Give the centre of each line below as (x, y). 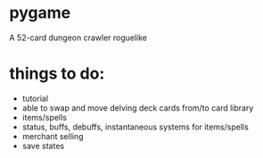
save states (43, 146)
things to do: (57, 74)
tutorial (35, 98)
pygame (40, 13)
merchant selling (53, 136)
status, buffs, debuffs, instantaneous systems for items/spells (136, 127)
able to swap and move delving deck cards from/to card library (138, 108)
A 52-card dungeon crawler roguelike (78, 37)
